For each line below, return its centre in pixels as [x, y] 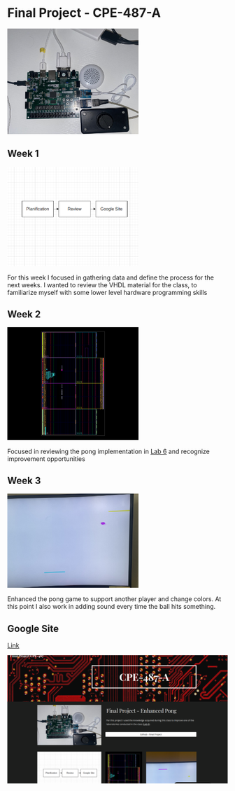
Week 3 [24, 481]
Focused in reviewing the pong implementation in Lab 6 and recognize [108, 451]
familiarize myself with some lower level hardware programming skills [107, 292]
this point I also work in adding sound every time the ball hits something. [112, 607]
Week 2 [24, 314]
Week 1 [23, 154]
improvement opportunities [46, 459]
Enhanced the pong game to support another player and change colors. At [114, 599]
